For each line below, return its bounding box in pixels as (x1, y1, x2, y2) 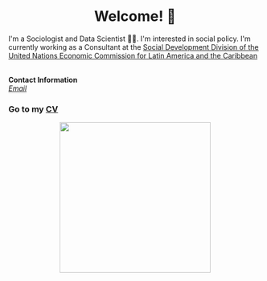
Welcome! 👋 (93, 7, 177, 26)
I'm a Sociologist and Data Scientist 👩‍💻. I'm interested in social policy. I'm (8, 34, 251, 43)
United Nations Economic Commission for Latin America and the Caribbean (8, 51, 258, 60)
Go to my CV (8, 104, 59, 115)
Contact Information (8, 75, 78, 84)
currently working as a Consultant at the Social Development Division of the (8, 42, 259, 51)
